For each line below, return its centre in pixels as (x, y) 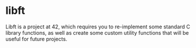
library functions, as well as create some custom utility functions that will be (97, 32)
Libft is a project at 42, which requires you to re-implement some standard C (98, 27)
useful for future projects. (36, 39)
